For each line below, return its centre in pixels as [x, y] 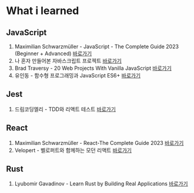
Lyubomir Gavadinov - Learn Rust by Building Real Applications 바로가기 [101, 184]
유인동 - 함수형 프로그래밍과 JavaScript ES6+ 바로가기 [78, 75]
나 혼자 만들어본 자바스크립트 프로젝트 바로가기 [68, 61]
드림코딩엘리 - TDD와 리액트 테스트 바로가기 [65, 109]
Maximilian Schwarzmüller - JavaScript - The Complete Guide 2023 [97, 46]
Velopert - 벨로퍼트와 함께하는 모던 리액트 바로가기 [73, 150]
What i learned [43, 11]
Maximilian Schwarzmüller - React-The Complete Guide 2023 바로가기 [99, 143]
